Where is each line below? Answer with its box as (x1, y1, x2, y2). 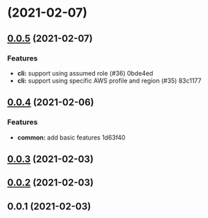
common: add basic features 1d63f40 (17, 133, 126, 142)
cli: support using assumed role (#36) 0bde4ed (17, 69, 154, 77)
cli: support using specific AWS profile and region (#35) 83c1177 (17, 76, 202, 85)
